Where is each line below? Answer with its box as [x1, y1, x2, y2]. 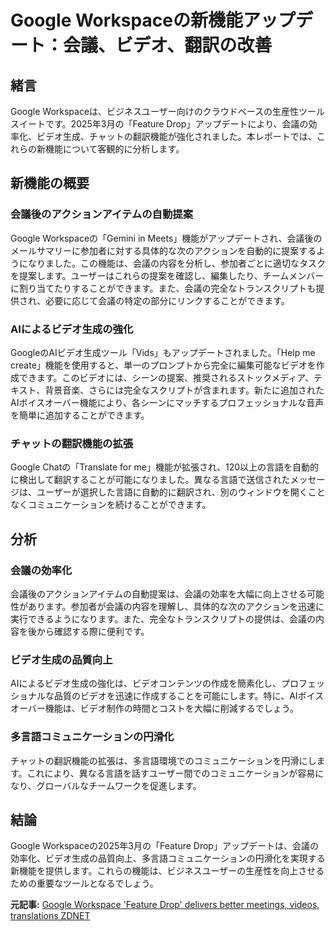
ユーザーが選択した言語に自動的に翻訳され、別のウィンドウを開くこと [36, 486, 326, 498]
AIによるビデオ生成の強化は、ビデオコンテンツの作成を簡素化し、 [10, 677, 282, 690]
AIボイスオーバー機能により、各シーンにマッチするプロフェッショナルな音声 [10, 396, 325, 408]
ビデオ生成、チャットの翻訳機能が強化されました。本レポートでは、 [36, 131, 317, 142]
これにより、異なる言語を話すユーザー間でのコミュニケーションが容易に [26, 767, 325, 779]
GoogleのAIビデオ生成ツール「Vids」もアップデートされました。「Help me [10, 346, 316, 358]
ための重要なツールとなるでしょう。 [10, 877, 159, 890]
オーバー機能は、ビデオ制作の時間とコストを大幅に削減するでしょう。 [10, 702, 300, 715]
